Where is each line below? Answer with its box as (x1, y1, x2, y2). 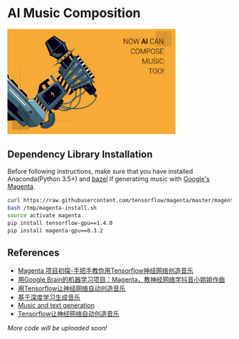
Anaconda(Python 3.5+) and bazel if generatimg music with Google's (7, 174, 210, 183)
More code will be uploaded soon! (7, 324, 108, 333)
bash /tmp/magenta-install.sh (7, 204, 97, 212)
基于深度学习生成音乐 (17, 293, 80, 302)
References (7, 246, 60, 259)
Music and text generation (17, 301, 95, 310)
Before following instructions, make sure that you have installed (7, 167, 193, 175)
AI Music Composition (7, 5, 141, 21)
